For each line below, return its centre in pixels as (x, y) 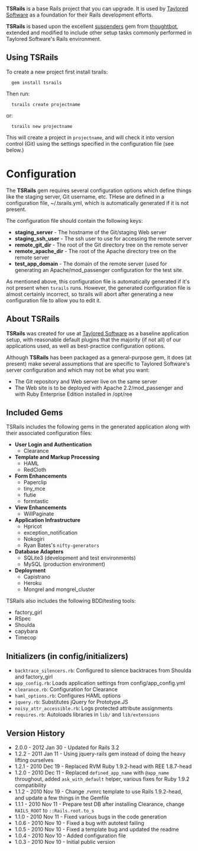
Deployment (30, 571)
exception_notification (51, 533)
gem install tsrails (37, 82)
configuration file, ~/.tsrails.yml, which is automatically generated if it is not (98, 203)
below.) (15, 150)
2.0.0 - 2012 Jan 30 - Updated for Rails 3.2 (67, 747)
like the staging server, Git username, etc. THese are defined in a (85, 196)
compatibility (30, 785)
